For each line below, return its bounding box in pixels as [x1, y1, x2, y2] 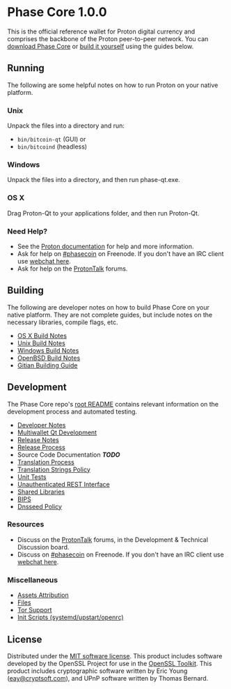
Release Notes [17, 435, 59, 444]
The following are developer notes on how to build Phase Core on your [7, 303, 210, 311]
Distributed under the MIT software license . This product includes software [7, 651, 223, 660]
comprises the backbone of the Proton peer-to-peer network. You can [7, 34, 209, 43]
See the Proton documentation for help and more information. [17, 242, 194, 250]
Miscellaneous [7, 575, 58, 584]
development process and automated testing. [7, 407, 138, 416]
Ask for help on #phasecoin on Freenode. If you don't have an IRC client [17, 249, 224, 258]
